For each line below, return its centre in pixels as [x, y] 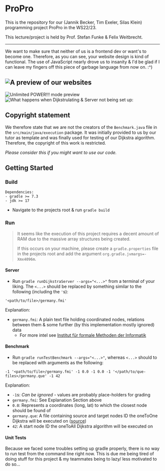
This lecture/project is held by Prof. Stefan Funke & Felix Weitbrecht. [74, 37]
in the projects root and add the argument [59, 254]
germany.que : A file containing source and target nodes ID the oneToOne [85, 416]
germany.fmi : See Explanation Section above [57, 400]
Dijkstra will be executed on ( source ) [49, 421]
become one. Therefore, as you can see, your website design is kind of [77, 56]
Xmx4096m [26, 259]
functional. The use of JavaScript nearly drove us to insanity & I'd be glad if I [82, 62]
